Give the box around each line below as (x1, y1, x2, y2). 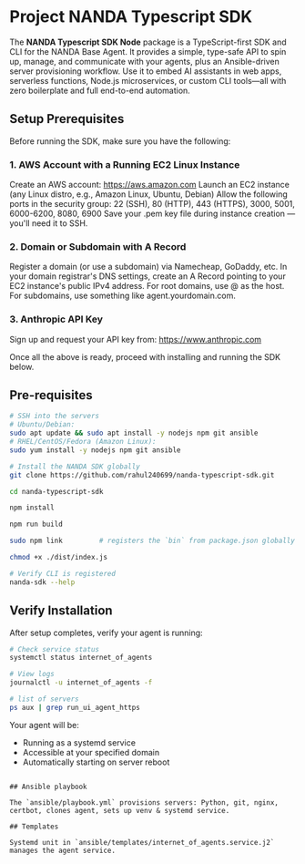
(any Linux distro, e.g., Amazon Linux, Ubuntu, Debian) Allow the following (9, 189, 289, 200)
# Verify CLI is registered (9, 569, 117, 578)
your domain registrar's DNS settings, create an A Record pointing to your (9, 271, 287, 282)
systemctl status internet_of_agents (9, 653, 153, 663)
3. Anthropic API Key (9, 313, 103, 325)
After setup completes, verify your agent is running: (9, 627, 203, 638)
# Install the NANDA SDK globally (9, 462, 141, 471)
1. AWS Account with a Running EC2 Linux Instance (9, 158, 240, 170)
